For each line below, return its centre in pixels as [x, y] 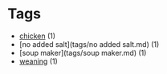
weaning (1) [38, 61]
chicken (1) [37, 36]
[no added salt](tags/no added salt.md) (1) [89, 44]
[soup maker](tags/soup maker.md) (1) [83, 53]
